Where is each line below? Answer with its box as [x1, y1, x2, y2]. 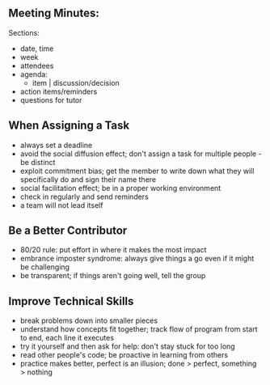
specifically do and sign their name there [19, 174, 156, 184]
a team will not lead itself [19, 200, 103, 209]
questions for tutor [19, 95, 82, 104]
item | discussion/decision [32, 78, 120, 87]
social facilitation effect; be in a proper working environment [19, 183, 221, 192]
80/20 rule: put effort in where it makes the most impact [19, 245, 207, 255]
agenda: [19, 69, 49, 79]
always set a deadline [19, 140, 93, 150]
